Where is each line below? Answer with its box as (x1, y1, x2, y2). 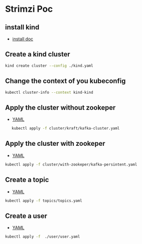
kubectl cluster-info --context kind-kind (5, 90, 93, 95)
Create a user (5, 212, 48, 220)
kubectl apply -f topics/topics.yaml (5, 198, 83, 203)
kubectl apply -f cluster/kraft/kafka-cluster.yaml (11, 126, 120, 131)
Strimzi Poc (5, 3, 53, 15)
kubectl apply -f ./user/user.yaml (5, 234, 80, 239)
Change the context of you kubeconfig (5, 77, 126, 85)
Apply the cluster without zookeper (5, 103, 116, 111)
